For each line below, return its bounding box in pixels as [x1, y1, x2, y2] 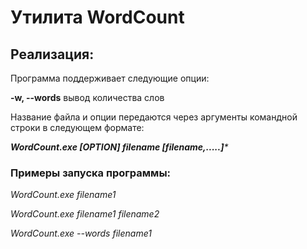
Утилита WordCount [10, 6, 185, 29]
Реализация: [10, 46, 95, 63]
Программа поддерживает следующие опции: [10, 72, 210, 84]
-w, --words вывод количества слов [10, 92, 165, 103]
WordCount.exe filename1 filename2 [10, 208, 160, 220]
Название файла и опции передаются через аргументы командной [10, 111, 298, 123]
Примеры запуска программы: [10, 166, 172, 180]
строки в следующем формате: [10, 122, 145, 133]
